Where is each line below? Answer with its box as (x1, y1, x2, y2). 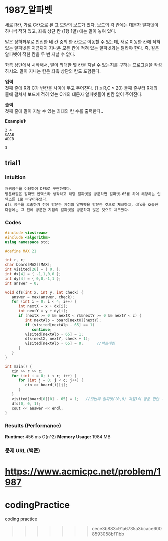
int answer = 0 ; (5, 281, 39, 286)
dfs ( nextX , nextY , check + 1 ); (25, 336, 91, 341)
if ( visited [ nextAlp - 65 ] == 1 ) (25, 322, 95, 327)
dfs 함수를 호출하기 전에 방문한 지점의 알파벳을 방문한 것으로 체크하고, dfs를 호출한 (5, 202, 158, 207)
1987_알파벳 (5, 4, 52, 16)
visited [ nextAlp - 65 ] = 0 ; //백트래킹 (25, 341, 115, 346)
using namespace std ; (5, 239, 50, 245)
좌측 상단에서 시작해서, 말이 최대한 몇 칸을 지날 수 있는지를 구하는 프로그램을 (5, 62, 153, 68)
